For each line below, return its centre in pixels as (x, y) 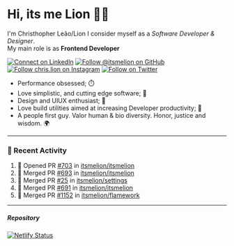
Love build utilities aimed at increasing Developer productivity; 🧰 (109, 108)
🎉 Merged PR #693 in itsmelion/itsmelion (76, 173)
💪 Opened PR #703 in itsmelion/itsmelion (76, 166)
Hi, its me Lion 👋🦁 (58, 14)
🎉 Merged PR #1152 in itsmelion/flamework (79, 195)
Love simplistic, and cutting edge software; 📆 (82, 93)
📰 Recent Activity (37, 151)
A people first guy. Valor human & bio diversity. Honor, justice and (111, 115)
